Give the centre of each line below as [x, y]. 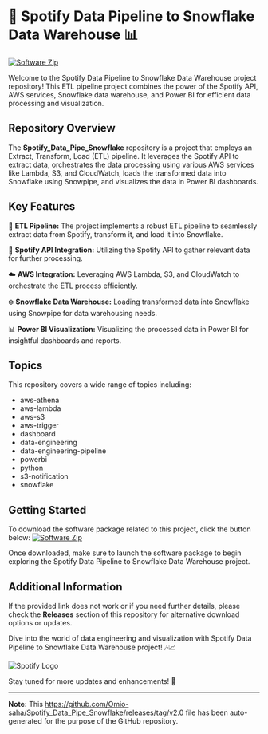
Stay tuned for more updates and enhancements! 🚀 [92, 681]
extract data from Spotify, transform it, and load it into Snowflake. [116, 234]
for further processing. [45, 258]
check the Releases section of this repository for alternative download [124, 614]
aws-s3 [32, 417]
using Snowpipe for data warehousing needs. [83, 313]
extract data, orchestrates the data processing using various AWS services [131, 164]
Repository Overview [62, 128]
